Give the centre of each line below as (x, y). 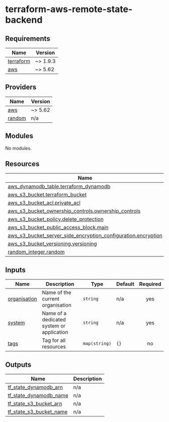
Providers (21, 87)
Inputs (16, 270)
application (55, 332)
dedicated (54, 320)
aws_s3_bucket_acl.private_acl (44, 203)
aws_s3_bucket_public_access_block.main (58, 228)
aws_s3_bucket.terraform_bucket (47, 195)
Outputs (18, 364)
